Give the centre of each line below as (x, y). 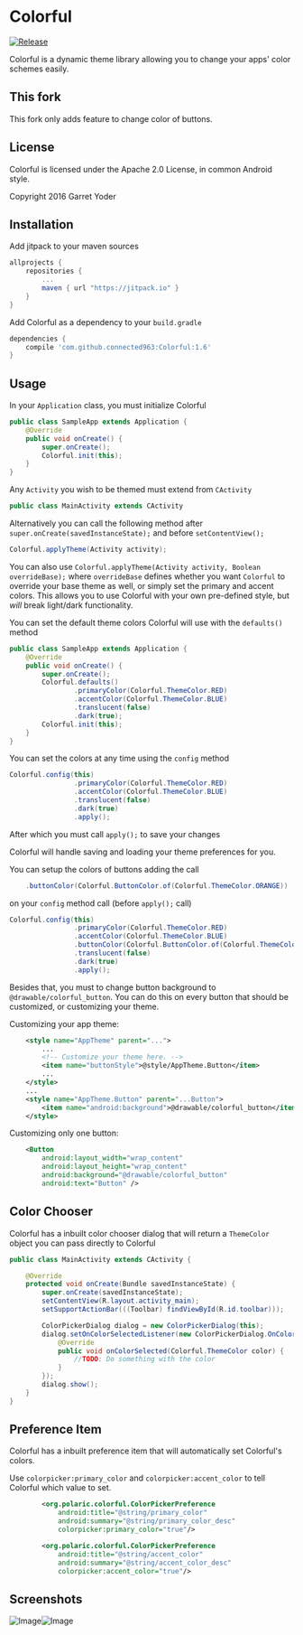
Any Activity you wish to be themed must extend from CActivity (131, 490)
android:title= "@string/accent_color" (130, 1554)
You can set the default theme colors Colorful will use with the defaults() (146, 622)
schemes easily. (39, 69)
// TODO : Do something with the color (145, 1359)
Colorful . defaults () (80, 682)
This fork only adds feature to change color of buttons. (111, 118)
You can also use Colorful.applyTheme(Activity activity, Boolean (135, 566)
